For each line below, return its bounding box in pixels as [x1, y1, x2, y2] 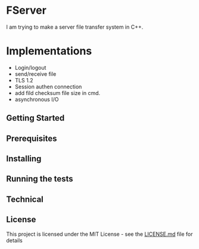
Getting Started [6, 113, 65, 123]
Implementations [6, 44, 92, 58]
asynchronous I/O [14, 96, 59, 103]
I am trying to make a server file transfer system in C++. [6, 23, 144, 30]
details [6, 236, 23, 244]
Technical [6, 194, 43, 204]
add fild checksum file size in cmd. [14, 89, 101, 96]
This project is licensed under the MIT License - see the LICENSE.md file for [6, 230, 193, 238]
